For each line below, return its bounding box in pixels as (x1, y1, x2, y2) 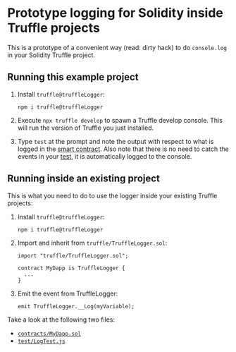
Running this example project (7, 71, 139, 83)
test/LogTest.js (17, 337, 66, 345)
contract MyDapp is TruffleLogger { (17, 265, 125, 272)
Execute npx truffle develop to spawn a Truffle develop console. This (17, 116, 223, 124)
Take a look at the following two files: (7, 315, 115, 324)
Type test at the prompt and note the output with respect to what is (17, 137, 214, 145)
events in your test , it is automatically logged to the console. (17, 152, 192, 160)
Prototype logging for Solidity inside (7, 5, 223, 21)
